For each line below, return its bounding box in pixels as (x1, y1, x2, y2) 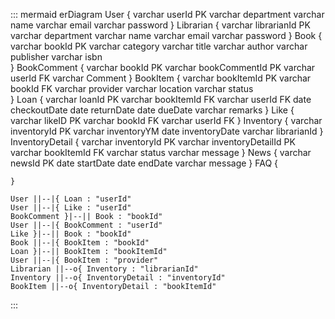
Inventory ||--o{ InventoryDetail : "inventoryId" (10, 273, 226, 283)
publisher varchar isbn (10, 51, 103, 63)
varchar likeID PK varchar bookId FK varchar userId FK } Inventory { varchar (10, 115, 323, 126)
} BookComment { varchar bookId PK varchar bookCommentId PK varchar (10, 62, 316, 73)
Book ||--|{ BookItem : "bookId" (10, 238, 150, 248)
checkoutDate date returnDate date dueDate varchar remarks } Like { (10, 104, 295, 116)
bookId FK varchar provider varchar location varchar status (10, 83, 254, 94)
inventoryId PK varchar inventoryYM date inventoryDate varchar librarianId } (10, 125, 324, 137)
